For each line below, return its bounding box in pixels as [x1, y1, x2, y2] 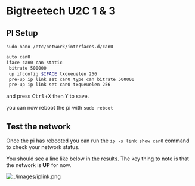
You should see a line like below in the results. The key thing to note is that [6, 155, 190, 162]
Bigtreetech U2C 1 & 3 [6, 4, 116, 18]
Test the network [6, 121, 71, 132]
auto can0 [6, 54, 31, 60]
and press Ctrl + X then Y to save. [6, 92, 89, 100]
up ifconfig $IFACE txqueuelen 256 [8, 70, 97, 77]
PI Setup [6, 28, 38, 38]
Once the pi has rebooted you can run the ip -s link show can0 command [6, 137, 190, 144]
